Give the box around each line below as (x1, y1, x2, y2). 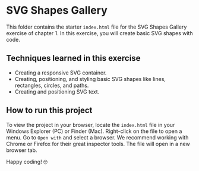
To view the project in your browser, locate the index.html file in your (6, 121, 175, 128)
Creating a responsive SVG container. (14, 69, 107, 76)
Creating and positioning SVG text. (14, 88, 100, 95)
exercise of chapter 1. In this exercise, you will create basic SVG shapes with (6, 29, 193, 36)
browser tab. (6, 147, 37, 154)
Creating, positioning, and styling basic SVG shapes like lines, (14, 75, 166, 82)
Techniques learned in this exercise (6, 53, 141, 63)
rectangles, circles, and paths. (14, 82, 89, 89)
